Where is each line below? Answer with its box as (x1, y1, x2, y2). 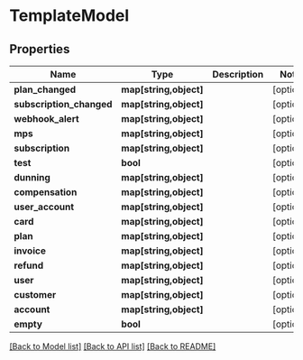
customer (14, 289, 57, 300)
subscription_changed (14, 98, 113, 110)
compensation (14, 186, 78, 198)
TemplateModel (9, 5, 130, 26)
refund (14, 259, 44, 272)
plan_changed (14, 83, 77, 96)
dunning (14, 171, 51, 183)
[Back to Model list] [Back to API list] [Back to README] (9, 341, 216, 352)
